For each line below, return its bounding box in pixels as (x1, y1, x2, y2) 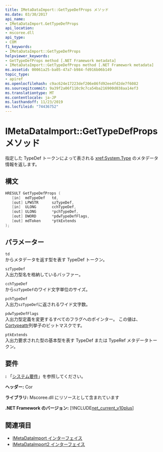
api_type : (5, 35, 26, 40)
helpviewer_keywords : (5, 53, 50, 59)
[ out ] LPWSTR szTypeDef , (11, 200, 74, 205)
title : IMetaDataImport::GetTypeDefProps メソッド (5, 7, 109, 12)
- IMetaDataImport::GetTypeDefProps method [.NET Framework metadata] (5, 63, 154, 68)
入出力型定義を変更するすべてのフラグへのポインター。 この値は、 (5, 316, 141, 322)
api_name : (5, 16, 26, 21)
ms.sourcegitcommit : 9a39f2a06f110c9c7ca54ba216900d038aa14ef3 (5, 85, 139, 91)
